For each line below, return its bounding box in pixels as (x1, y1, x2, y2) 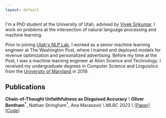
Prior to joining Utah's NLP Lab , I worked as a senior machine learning (5, 41, 150, 48)
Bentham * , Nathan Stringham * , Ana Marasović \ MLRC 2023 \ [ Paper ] (5, 101, 150, 108)
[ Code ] (5, 107, 20, 113)
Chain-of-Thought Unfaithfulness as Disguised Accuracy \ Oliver (5, 96, 144, 102)
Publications (5, 83, 46, 91)
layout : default (5, 7, 39, 13)
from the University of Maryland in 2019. (5, 68, 89, 74)
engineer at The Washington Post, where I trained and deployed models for (5, 47, 161, 53)
